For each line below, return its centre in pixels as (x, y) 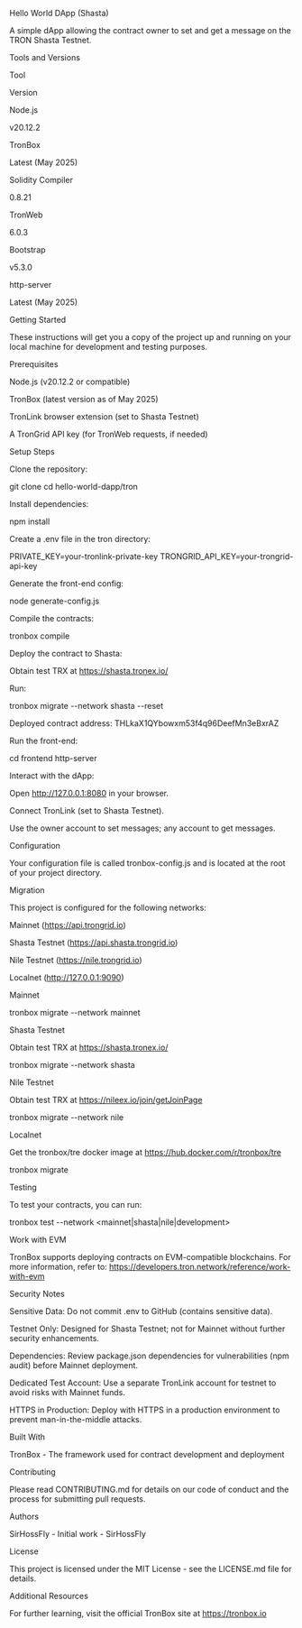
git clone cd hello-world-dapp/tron (73, 487)
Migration (27, 890)
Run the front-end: (44, 740)
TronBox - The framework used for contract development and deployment (147, 1454)
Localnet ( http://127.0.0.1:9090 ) (67, 977)
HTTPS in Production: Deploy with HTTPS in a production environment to (145, 1410)
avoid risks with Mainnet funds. (68, 1392)
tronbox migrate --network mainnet (75, 1012)
